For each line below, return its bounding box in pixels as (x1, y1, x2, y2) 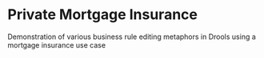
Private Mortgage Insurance (7, 6, 198, 24)
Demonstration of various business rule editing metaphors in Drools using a (7, 32, 257, 41)
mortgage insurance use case (7, 40, 106, 49)
